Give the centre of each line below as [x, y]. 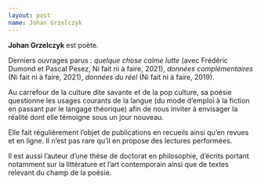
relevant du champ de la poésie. [60, 172]
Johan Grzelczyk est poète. [54, 45]
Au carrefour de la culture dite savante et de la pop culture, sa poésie [120, 92]
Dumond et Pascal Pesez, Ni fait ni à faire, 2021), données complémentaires [130, 68]
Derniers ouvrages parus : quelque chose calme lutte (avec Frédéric [118, 60]
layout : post [29, 15]
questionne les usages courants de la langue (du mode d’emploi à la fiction [129, 100]
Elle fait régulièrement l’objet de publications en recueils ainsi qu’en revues [129, 132]
